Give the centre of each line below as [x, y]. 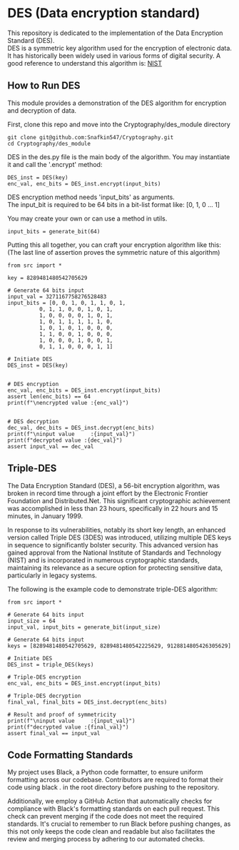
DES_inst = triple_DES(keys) [51, 664]
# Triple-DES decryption [44, 696]
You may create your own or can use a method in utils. [87, 218]
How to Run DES [44, 86]
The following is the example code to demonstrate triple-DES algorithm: [113, 589]
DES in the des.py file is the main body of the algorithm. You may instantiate [119, 157]
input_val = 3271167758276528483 [57, 297]
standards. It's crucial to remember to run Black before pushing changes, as [119, 824]
